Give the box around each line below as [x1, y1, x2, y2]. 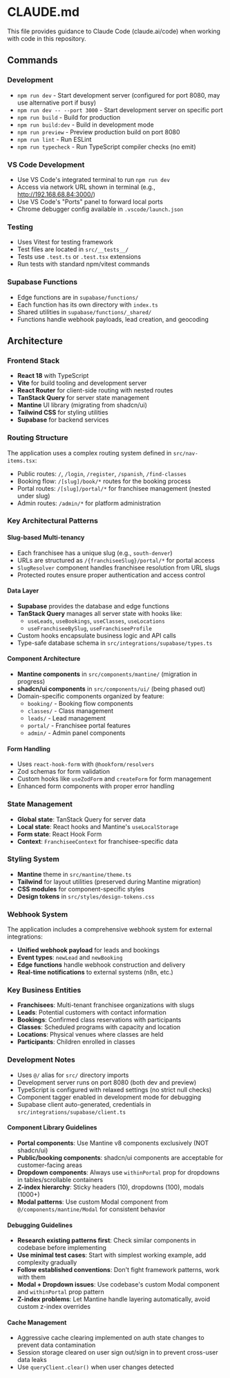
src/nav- [173, 450, 198, 457]
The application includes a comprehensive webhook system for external [7, 925, 213, 934]
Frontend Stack [7, 356, 60, 365]
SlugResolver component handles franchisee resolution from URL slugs [17, 563, 220, 572]
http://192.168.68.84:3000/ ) [17, 190, 95, 198]
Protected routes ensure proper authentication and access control [17, 570, 206, 579]
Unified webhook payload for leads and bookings [17, 946, 160, 954]
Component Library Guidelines [7, 1123, 97, 1132]
